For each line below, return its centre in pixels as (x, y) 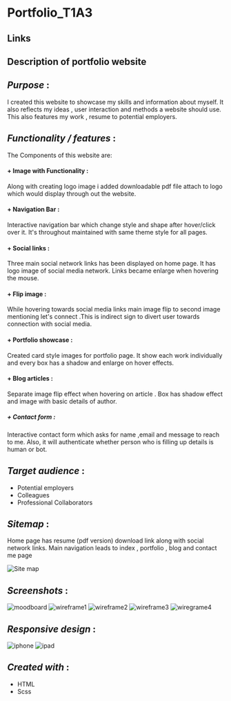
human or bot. (27, 449)
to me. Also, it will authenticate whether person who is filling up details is (110, 441)
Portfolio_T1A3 (50, 13)
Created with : (38, 667)
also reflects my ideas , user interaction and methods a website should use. (114, 109)
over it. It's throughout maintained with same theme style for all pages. (108, 232)
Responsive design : (52, 629)
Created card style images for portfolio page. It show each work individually (115, 355)
